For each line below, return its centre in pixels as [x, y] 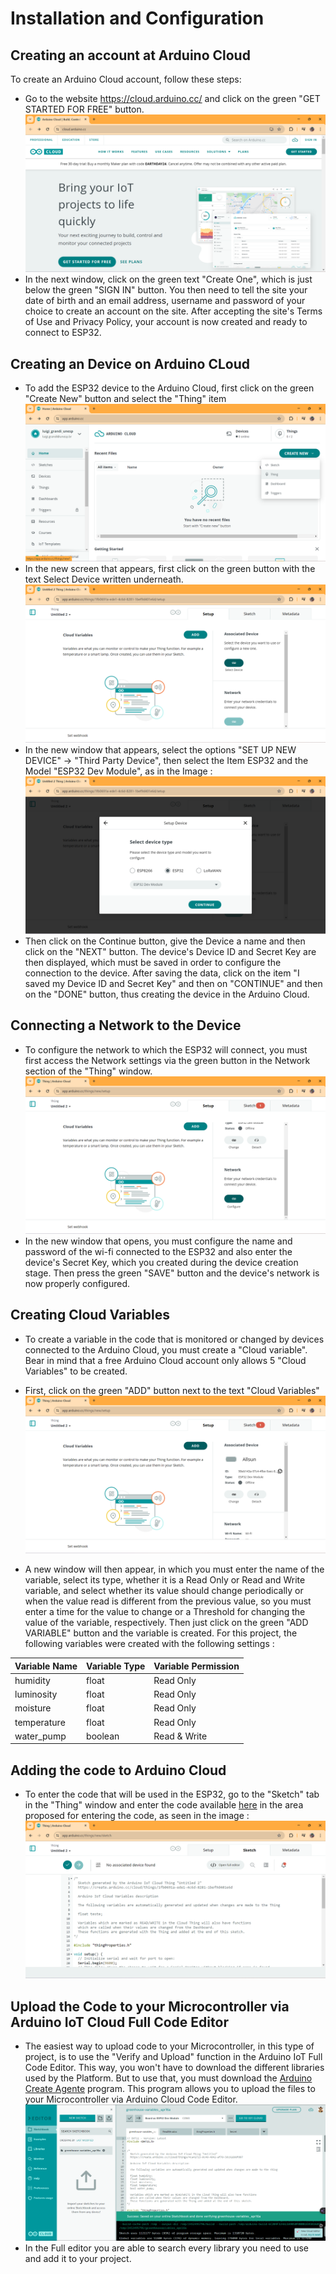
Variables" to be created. [76, 1371]
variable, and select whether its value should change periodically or [164, 1591]
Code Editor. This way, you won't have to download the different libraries [174, 2068]
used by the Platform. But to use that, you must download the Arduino [168, 2078]
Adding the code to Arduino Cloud [118, 1770]
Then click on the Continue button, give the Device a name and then [165, 941]
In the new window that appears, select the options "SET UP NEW [160, 749]
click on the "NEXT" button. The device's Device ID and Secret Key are [170, 951]
